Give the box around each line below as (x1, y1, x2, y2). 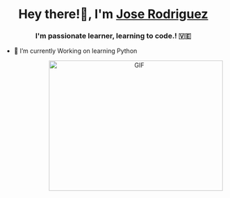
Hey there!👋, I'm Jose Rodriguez (18, 6, 208, 22)
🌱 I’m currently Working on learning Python (13, 47, 138, 55)
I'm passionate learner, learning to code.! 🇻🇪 (35, 31, 192, 41)
